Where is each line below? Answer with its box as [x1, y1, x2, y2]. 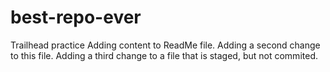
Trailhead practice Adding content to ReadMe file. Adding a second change [10, 39, 321, 51]
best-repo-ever [10, 6, 142, 29]
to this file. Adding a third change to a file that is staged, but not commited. [10, 49, 318, 61]
